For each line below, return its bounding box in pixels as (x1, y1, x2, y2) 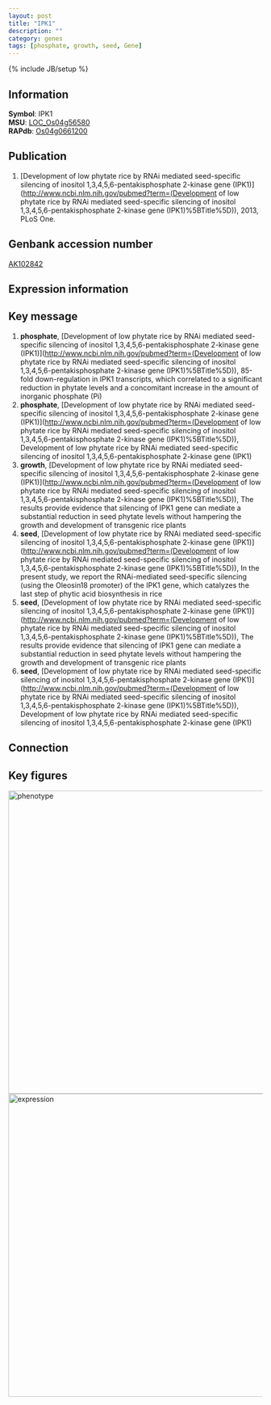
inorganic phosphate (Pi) (19, 391, 102, 401)
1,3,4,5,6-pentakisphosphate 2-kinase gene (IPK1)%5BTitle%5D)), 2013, (19, 205, 260, 215)
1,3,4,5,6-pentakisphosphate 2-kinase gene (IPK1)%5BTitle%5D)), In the (19, 563, 260, 572)
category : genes (8, 34, 63, 43)
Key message (8, 310, 78, 323)
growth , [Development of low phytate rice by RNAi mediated (19, 460, 222, 470)
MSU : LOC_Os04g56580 (8, 117, 90, 127)
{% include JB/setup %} (8, 64, 89, 74)
